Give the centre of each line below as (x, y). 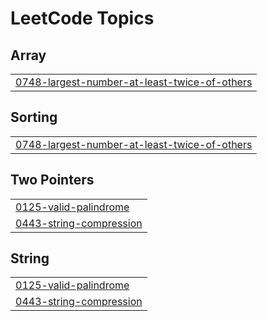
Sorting (34, 117)
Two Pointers (52, 180)
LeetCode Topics (82, 18)
